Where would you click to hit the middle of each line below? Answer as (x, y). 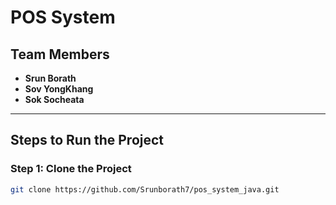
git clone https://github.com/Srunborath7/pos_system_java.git (145, 189)
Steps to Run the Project (87, 140)
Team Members (60, 54)
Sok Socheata (54, 99)
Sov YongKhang (59, 89)
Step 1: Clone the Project (71, 169)
